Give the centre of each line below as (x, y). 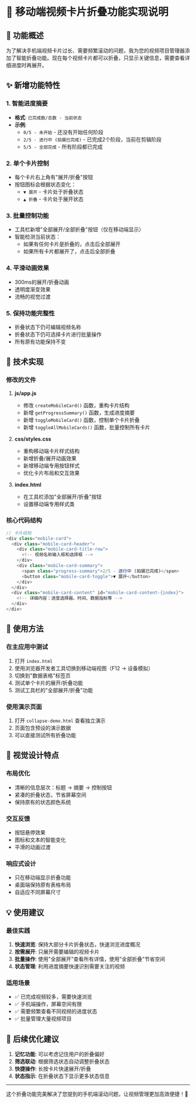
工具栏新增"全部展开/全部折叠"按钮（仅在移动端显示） (79, 229)
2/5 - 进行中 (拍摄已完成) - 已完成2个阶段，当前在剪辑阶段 (92, 139)
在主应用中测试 (27, 647)
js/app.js (25, 393)
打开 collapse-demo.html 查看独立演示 (60, 720)
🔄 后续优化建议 (33, 1039)
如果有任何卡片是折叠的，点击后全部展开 (72, 244)
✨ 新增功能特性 (33, 85)
